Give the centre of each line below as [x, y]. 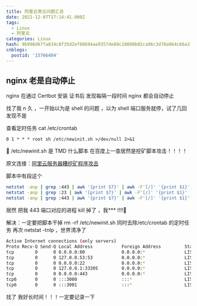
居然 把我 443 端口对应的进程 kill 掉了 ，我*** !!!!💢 [67, 210]
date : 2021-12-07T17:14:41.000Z [45, 17]
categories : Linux [28, 39]
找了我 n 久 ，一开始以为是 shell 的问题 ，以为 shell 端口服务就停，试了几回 [96, 108]
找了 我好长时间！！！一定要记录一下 [50, 297]
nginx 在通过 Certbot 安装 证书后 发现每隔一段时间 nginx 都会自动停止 [90, 96]
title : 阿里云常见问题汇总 [35, 11]
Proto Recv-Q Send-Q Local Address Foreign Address [84, 247]
